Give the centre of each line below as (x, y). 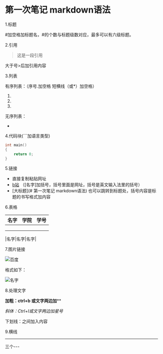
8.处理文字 (16, 290)
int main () (16, 145)
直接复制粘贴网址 (29, 179)
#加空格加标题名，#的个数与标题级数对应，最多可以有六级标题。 (69, 34)
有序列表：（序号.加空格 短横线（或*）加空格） (51, 86)
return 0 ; (24, 154)
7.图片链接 (15, 249)
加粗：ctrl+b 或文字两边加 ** (33, 301)
